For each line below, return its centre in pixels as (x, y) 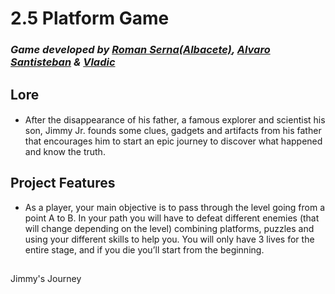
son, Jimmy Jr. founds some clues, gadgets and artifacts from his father (173, 131)
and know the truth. (65, 152)
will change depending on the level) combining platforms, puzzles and (169, 228)
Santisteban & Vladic (63, 62)
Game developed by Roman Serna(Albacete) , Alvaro (140, 50)
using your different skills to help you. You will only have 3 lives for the (169, 239)
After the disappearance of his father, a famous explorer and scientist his (175, 120)
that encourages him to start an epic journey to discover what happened (173, 141)
